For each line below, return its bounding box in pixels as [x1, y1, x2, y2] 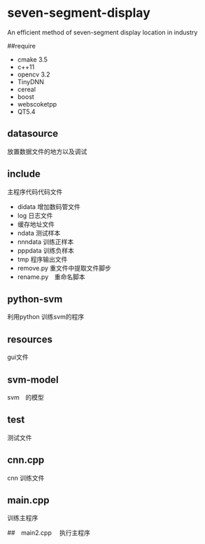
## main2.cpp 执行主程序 [7, 529, 91, 537]
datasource [7, 128, 59, 140]
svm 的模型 [7, 393, 44, 401]
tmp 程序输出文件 [17, 254, 68, 264]
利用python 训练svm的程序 [7, 313, 85, 321]
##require [7, 41, 36, 50]
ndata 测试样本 [17, 229, 61, 237]
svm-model [7, 374, 59, 386]
